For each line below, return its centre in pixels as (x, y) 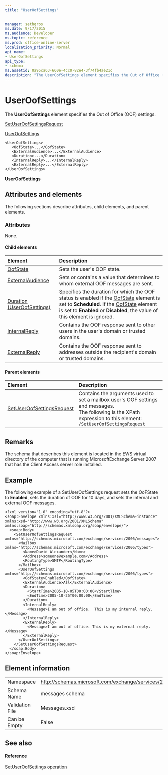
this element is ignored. (87, 317)
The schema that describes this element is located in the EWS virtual (76, 454)
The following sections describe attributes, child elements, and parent (77, 206)
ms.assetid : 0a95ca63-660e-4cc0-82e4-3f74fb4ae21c (59, 71)
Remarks (19, 441)
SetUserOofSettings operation (36, 767)
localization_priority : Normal (38, 47)
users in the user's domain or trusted (102, 331)
